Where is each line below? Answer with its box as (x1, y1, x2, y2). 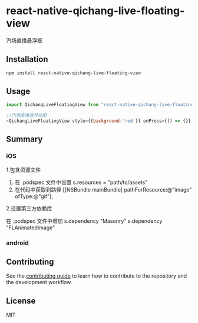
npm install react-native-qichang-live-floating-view (6, 70, 141, 76)
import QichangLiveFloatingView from (6, 102, 99, 108)
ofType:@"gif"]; (14, 193, 54, 200)
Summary (6, 134, 43, 144)
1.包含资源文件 (6, 166, 41, 173)
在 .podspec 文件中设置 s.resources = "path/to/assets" (14, 179, 148, 186)
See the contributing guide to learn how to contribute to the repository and (6, 272, 187, 279)
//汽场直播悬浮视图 (6, 113, 47, 118)
